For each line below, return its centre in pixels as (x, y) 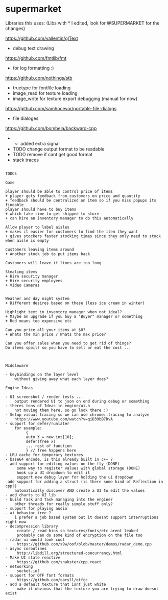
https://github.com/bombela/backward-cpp (51, 128)
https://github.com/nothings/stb (39, 78)
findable (15, 205)
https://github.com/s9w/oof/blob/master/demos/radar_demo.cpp (84, 544)
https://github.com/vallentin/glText (42, 38)
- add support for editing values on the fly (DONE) (63, 464)
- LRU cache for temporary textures (44, 455)
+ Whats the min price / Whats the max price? (56, 334)
